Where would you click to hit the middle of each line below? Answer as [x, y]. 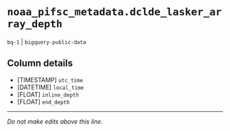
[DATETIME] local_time [50, 87]
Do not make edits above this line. [55, 121]
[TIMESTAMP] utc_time [50, 80]
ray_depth [35, 24]
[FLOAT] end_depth [43, 102]
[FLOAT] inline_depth [48, 94]
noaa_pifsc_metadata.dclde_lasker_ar [115, 12]
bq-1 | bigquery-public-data [47, 41]
